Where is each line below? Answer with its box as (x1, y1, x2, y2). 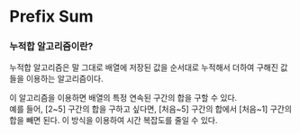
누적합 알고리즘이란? (9, 40, 94, 53)
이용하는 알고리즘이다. (25, 74, 104, 85)
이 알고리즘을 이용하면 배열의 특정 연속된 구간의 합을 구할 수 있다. (9, 93, 238, 103)
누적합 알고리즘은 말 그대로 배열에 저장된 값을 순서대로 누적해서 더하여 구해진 (9, 62, 279, 73)
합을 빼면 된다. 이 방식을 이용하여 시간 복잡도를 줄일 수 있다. (9, 115, 218, 126)
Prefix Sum (9, 6, 94, 27)
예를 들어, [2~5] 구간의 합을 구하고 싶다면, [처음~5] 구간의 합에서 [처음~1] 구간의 (9, 103, 293, 114)
